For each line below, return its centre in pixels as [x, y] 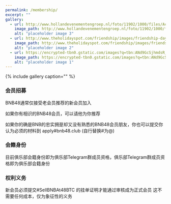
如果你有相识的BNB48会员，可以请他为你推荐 [53, 113]
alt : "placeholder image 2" [44, 48]
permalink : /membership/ [32, 10]
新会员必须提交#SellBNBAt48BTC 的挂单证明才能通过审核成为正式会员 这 [81, 190]
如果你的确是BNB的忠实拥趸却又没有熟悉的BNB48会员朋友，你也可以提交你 [84, 124]
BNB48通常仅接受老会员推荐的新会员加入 [48, 103]
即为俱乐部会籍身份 [30, 163]
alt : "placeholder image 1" [44, 62]
